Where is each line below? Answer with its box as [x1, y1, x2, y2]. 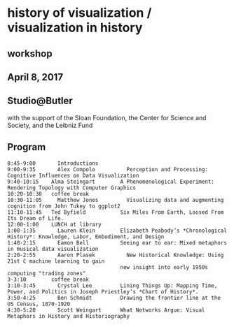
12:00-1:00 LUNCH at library [7, 221, 102, 228]
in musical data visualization [7, 245, 99, 252]
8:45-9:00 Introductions [7, 159, 99, 167]
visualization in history [7, 20, 143, 36]
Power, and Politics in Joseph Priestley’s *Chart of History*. [7, 288, 199, 295]
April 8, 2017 [7, 71, 64, 83]
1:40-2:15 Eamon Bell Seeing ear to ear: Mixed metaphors [7, 239, 228, 246]
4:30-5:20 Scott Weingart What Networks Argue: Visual [7, 306, 205, 314]
